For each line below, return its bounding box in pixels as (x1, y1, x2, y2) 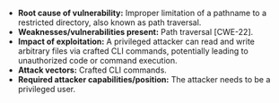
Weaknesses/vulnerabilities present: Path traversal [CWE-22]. (17, 27, 254, 37)
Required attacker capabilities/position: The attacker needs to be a (17, 74, 271, 84)
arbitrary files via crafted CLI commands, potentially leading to (17, 46, 248, 56)
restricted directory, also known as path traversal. (17, 17, 202, 28)
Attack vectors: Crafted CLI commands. (17, 64, 168, 75)
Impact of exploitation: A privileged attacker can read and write (17, 36, 256, 47)
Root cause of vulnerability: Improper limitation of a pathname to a (17, 8, 267, 18)
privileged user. (17, 84, 76, 94)
